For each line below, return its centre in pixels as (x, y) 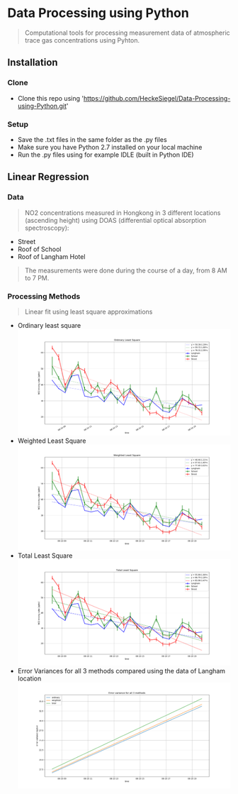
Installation (33, 63)
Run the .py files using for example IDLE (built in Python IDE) (106, 155)
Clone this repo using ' (50, 98)
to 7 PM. (37, 277)
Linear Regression (49, 177)
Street (27, 241)
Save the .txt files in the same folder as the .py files (92, 139)
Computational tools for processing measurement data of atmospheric (127, 33)
